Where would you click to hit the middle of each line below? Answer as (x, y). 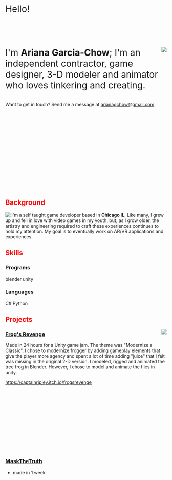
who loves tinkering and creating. (76, 85)
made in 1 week (29, 472)
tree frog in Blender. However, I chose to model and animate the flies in (80, 367)
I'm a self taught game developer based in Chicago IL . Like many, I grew (88, 215)
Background (25, 203)
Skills (14, 253)
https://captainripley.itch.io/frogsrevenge (49, 382)
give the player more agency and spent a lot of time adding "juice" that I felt (85, 356)
